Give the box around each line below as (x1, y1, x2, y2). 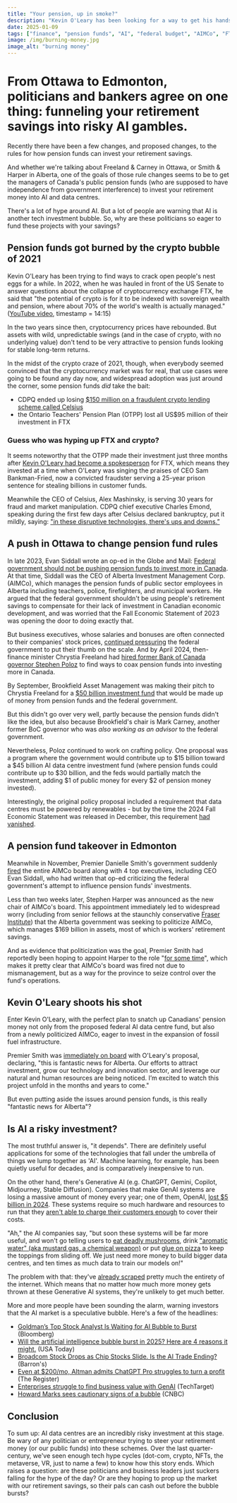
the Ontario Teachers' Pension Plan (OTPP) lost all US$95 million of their (17, 410, 229, 418)
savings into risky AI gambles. (7, 118, 188, 135)
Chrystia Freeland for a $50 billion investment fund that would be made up (7, 688, 224, 697)
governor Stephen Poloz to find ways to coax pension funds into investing (7, 660, 222, 669)
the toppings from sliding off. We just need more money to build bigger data (7, 1251, 228, 1260)
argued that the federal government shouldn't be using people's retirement (7, 594, 225, 602)
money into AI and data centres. (7, 193, 100, 201)
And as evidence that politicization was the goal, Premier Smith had (7, 946, 203, 954)
